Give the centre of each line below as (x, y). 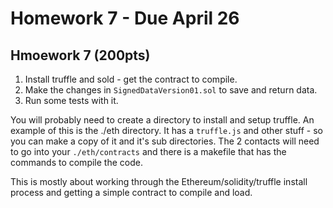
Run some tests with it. (71, 100)
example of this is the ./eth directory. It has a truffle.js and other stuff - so (166, 130)
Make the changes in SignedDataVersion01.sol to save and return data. (171, 90)
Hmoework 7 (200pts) (80, 55)
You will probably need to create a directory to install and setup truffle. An (162, 120)
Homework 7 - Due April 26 (125, 18)
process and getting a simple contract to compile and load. (131, 192)
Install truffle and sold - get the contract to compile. (131, 79)
